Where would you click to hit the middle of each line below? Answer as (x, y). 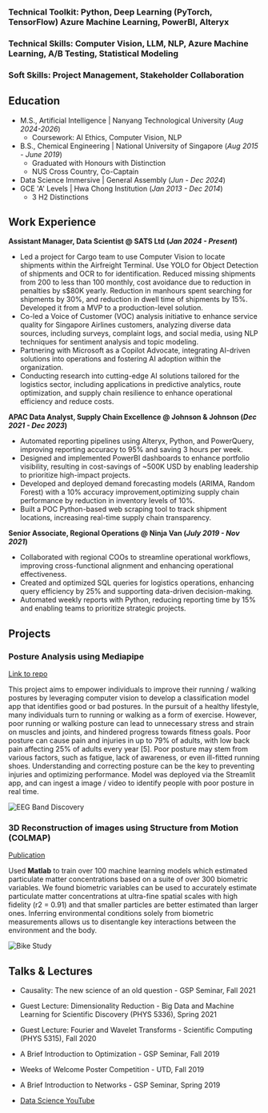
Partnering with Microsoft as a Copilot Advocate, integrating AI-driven (135, 350)
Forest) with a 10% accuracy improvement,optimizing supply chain (130, 492)
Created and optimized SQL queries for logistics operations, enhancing (137, 583)
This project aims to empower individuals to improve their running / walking (132, 690)
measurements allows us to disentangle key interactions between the (122, 922)
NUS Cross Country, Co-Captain (85, 171)
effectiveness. (43, 575)
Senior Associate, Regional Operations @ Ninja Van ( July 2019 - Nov (124, 533)
